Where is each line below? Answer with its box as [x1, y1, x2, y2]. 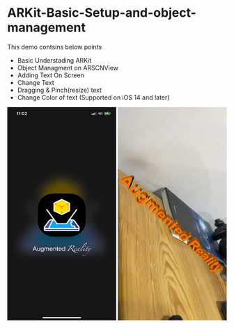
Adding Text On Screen [17, 71, 85, 79]
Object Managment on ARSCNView [17, 63, 119, 72]
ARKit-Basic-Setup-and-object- [7, 5, 197, 21]
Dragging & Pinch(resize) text [17, 86, 102, 94]
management [7, 19, 86, 36]
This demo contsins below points [7, 42, 102, 51]
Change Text [17, 78, 54, 86]
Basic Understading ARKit [17, 56, 92, 64]
